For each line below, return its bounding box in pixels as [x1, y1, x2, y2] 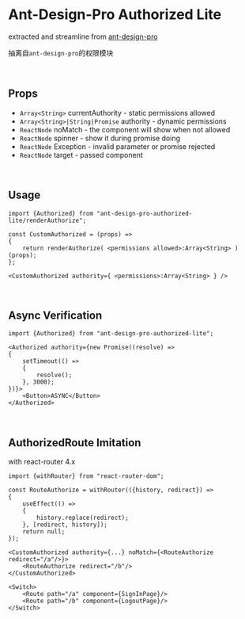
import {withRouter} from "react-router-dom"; [8, 472, 164, 480]
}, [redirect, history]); [22, 521, 108, 529]
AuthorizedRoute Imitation [8, 436, 141, 449]
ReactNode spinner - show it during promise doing [19, 133, 180, 143]
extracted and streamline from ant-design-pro [8, 32, 158, 41]
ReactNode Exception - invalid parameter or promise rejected [19, 141, 216, 151]
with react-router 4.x [8, 457, 76, 467]
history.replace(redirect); [36, 514, 129, 522]
